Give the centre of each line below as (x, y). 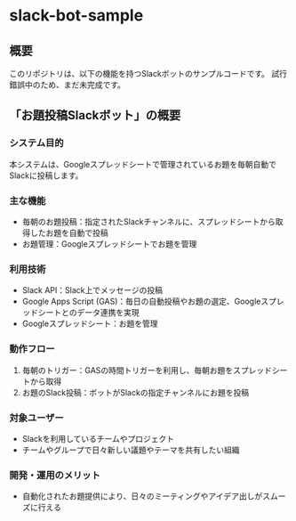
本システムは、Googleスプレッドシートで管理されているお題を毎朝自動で (143, 164)
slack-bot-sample (76, 16)
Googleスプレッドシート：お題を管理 (90, 324)
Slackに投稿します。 (46, 175)
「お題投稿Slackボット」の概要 (95, 115)
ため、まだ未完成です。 (83, 85)
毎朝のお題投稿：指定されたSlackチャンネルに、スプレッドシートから (148, 221)
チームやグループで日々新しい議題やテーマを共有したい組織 (131, 450)
